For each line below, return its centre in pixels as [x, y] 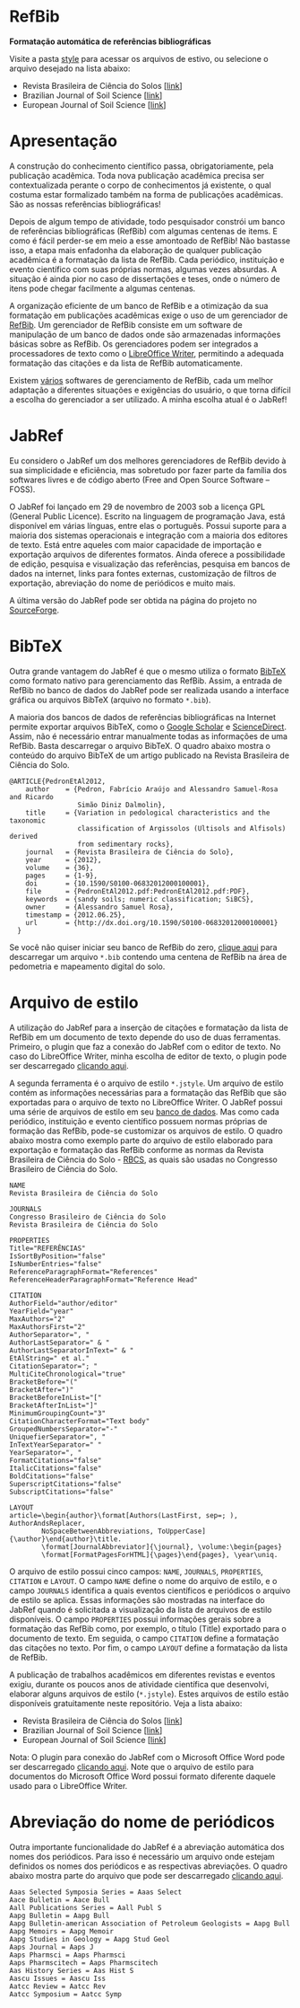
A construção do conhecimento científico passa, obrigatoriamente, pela [141, 166]
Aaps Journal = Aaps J [51, 1947]
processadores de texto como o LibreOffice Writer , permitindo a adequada [147, 353]
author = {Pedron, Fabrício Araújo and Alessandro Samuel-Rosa [152, 789]
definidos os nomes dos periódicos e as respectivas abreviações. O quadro [149, 1866]
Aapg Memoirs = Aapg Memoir [62, 1931]
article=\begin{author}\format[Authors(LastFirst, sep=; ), [124, 1515]
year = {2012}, [64, 859]
